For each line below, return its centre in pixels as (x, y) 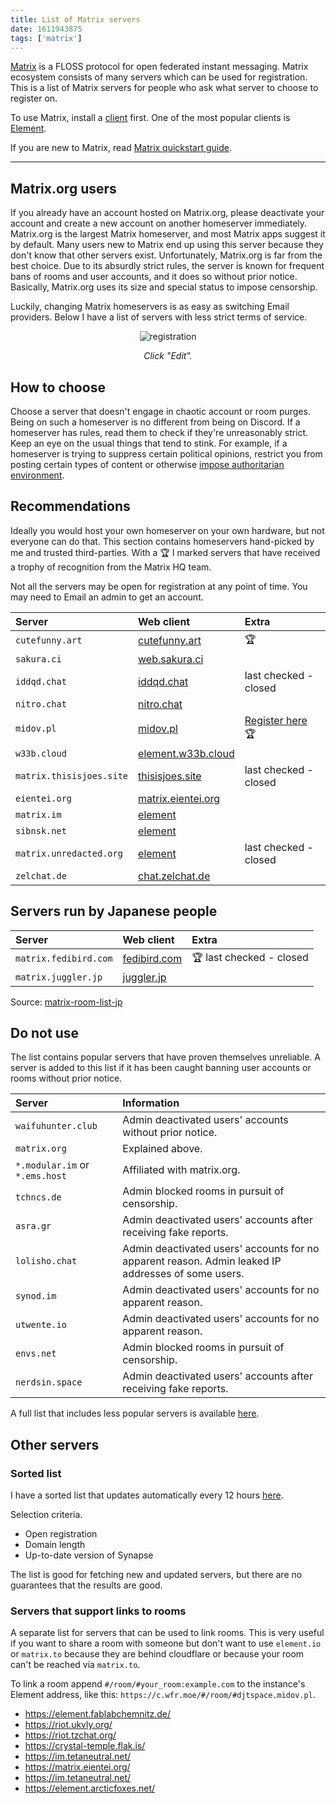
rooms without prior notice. (66, 1078)
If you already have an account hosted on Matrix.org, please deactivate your (167, 213)
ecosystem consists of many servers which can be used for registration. (159, 77)
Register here (276, 720)
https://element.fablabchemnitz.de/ (98, 1714)
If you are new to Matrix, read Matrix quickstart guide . (121, 148)
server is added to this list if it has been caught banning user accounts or (161, 1068)
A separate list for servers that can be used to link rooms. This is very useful (167, 1633)
